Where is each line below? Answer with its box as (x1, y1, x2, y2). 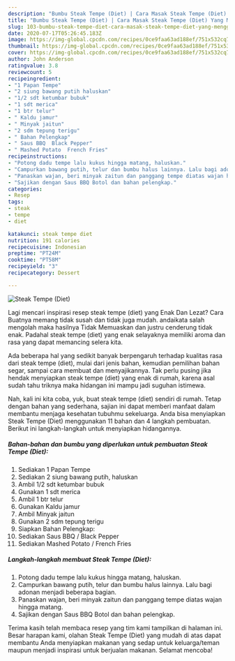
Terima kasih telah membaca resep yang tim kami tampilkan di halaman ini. (8, 623, 223, 632)
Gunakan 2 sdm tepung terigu (17, 517, 104, 526)
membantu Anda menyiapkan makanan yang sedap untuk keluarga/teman (8, 638, 220, 646)
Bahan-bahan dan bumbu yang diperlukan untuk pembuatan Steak (8, 440, 208, 449)
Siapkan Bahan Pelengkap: (17, 524, 96, 533)
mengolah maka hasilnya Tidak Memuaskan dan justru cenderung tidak (8, 322, 213, 332)
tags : (8, 198, 24, 206)
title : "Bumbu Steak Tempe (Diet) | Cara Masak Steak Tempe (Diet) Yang (8, 17, 224, 24)
